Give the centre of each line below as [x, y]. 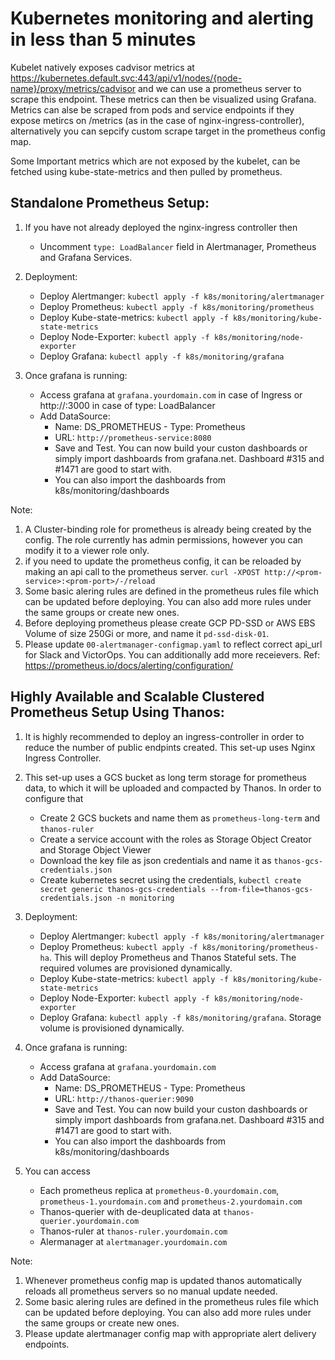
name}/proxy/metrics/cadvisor [73, 88]
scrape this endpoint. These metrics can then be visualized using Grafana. [163, 99]
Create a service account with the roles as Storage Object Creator [175, 839]
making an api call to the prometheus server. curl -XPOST [142, 571]
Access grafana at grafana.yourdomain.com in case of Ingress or [171, 394]
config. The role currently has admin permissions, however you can [163, 539]
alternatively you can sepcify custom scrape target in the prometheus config [168, 131]
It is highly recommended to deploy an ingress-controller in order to [164, 736]
